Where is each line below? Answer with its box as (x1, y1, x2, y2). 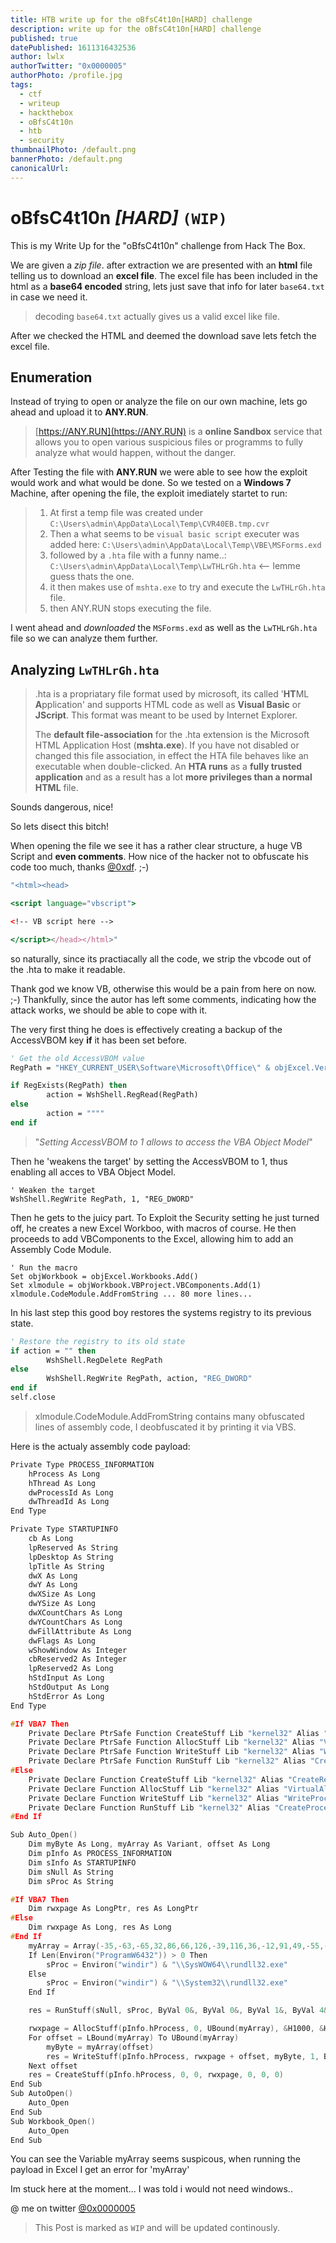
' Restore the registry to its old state (10, 1336, 186, 1346)
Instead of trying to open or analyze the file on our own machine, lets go (10, 396, 308, 408)
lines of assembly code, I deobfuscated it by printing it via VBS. (34, 1421, 297, 1433)
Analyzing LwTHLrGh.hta (10, 661, 160, 678)
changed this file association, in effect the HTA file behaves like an (34, 750, 309, 762)
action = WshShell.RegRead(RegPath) (46, 1090, 199, 1100)
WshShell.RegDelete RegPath (46, 1355, 163, 1365)
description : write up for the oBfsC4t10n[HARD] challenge (10, 24, 262, 34)
